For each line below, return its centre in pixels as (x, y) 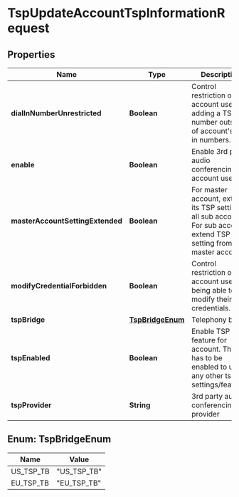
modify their (212, 299)
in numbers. (211, 140)
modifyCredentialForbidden (59, 286)
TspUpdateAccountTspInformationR (116, 13)
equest (28, 28)
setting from (212, 243)
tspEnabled (31, 358)
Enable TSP (211, 331)
